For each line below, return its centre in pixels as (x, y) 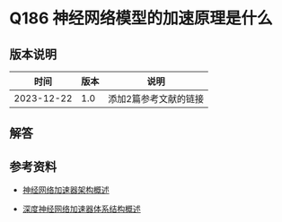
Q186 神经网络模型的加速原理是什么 (141, 18)
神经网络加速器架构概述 (66, 190)
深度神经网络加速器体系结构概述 (81, 209)
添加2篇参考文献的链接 (156, 99)
